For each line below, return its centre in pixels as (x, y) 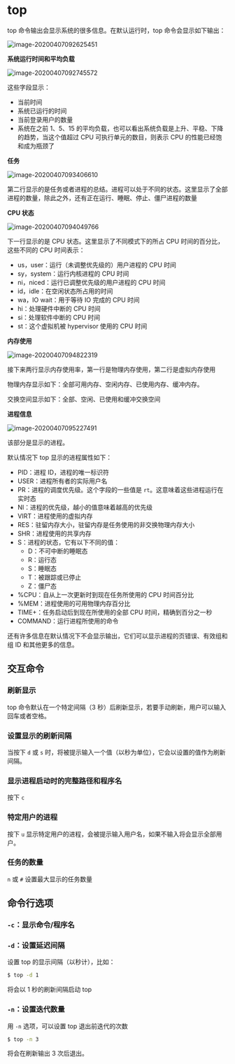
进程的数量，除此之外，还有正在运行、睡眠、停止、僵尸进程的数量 (102, 197)
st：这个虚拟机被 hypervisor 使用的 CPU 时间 (82, 326)
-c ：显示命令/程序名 (41, 925)
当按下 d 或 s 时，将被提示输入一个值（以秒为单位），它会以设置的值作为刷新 (116, 752)
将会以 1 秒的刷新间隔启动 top (50, 990)
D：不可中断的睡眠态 (58, 551)
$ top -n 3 (23, 1039)
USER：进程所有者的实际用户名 (62, 481)
